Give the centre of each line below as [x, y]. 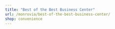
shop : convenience [24, 19]
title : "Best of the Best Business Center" [50, 10]
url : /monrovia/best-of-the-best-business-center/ [58, 14]
